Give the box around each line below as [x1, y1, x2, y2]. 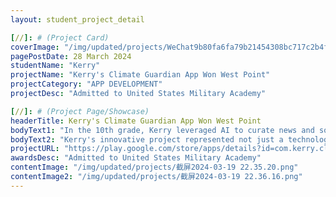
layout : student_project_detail [10, 14, 145, 25]
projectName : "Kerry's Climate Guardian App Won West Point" [10, 70, 271, 80]
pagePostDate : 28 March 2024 [10, 51, 132, 61]
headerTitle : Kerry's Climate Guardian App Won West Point [10, 116, 262, 126]
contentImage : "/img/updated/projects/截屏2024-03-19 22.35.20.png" [10, 162, 299, 173]
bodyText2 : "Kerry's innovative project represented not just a [10, 134, 284, 145]
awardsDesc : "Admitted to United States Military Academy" [10, 153, 262, 163]
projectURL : [10, 144, 60, 154]
